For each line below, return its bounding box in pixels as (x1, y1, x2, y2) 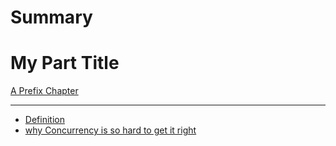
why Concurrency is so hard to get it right (24, 124, 197, 136)
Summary (10, 6, 93, 29)
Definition (24, 114, 65, 126)
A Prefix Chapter (10, 85, 79, 97)
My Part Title (10, 52, 120, 75)
